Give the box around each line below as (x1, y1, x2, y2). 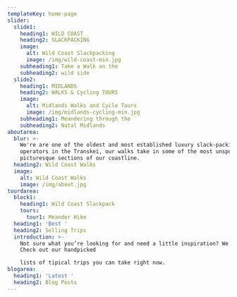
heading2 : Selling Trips (13, 226, 87, 234)
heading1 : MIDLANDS (20, 83, 78, 90)
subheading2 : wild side (20, 69, 90, 76)
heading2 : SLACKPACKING (20, 37, 90, 44)
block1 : (13, 194, 37, 201)
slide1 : (13, 23, 37, 30)
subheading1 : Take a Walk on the (20, 63, 119, 70)
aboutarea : (7, 128, 39, 135)
